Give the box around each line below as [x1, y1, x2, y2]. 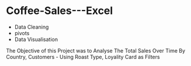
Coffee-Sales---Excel [6, 4, 113, 18]
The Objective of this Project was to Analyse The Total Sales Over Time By [6, 47, 186, 54]
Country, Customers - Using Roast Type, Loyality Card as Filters [6, 53, 160, 60]
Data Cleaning [14, 23, 49, 30]
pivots [14, 29, 30, 36]
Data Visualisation [14, 36, 58, 43]
